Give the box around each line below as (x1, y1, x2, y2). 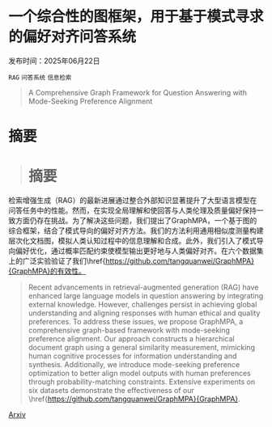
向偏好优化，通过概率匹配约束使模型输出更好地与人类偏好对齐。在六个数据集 (8, 246, 264, 256)
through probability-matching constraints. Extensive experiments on (28, 377, 256, 387)
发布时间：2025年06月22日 (8, 56, 100, 66)
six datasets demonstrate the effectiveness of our (28, 386, 194, 395)
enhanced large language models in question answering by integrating (28, 291, 264, 301)
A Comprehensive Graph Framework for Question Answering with (28, 87, 247, 97)
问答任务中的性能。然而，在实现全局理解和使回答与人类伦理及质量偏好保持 (8, 205, 257, 215)
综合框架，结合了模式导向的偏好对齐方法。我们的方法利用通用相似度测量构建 (8, 226, 264, 235)
